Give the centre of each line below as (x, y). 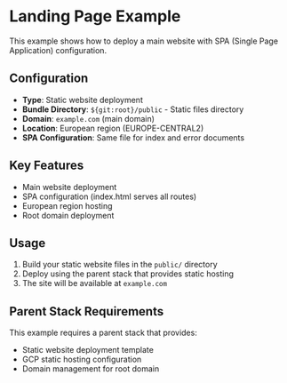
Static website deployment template (88, 350)
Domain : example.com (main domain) (88, 118)
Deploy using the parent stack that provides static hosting (128, 274)
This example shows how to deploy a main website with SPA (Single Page (143, 41)
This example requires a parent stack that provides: (103, 333)
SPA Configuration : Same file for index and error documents (133, 137)
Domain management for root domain (91, 369)
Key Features (47, 166)
